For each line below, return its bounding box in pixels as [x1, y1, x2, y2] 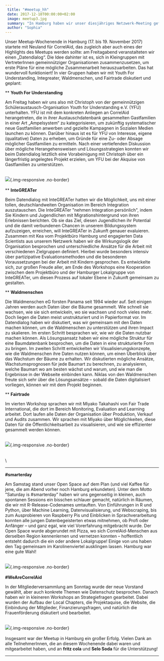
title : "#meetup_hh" [7, 7, 49, 12]
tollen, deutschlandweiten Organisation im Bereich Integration [5, 202, 129, 208]
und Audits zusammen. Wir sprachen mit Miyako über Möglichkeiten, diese [5, 417, 156, 422]
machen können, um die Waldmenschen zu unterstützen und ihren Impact [5, 325, 154, 330]
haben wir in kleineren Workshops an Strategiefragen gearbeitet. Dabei [5, 595, 148, 600]
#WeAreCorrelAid [5, 574, 42, 580]
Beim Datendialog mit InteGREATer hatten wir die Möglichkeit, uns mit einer [5, 197, 156, 203]
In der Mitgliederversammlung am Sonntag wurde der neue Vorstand [5, 584, 143, 590]
